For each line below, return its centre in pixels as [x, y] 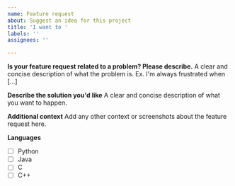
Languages [24, 138]
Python [28, 151]
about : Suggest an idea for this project [69, 21]
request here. [27, 124]
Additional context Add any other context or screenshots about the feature [117, 117]
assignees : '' [28, 40]
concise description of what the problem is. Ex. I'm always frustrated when [116, 74]
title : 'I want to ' [38, 27]
